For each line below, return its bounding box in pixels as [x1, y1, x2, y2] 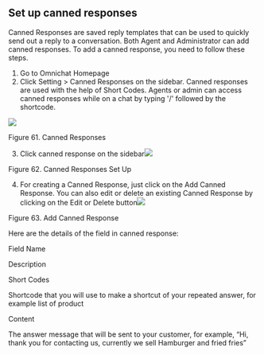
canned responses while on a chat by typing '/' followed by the [19, 93, 227, 103]
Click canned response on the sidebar [19, 149, 145, 158]
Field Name [8, 244, 46, 253]
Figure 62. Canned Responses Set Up [8, 164, 132, 174]
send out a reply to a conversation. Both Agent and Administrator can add [8, 36, 250, 45]
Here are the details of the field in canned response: [8, 228, 179, 238]
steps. [8, 53, 29, 62]
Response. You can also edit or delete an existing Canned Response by [19, 188, 253, 197]
